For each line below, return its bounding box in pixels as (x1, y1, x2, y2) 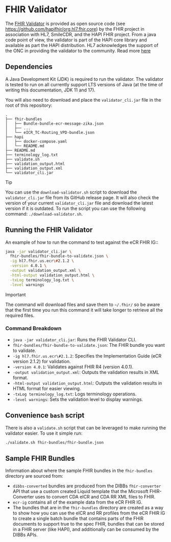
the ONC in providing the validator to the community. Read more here (5, 48, 151, 54)
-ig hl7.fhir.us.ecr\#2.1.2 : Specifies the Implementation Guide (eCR (12, 352, 162, 359)
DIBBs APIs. (12, 532, 38, 538)
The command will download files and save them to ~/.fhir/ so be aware (5, 301, 160, 308)
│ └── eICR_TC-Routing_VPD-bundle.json (5, 130, 95, 135)
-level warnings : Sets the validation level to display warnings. (12, 396, 143, 402)
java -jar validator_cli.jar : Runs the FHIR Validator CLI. (12, 336, 137, 343)
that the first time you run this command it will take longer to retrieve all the (5, 307, 163, 313)
